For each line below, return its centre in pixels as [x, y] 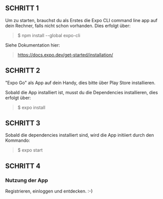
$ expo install [31, 107]
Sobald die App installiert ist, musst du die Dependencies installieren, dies [81, 92]
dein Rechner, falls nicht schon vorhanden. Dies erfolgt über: [68, 26]
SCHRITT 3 [23, 123]
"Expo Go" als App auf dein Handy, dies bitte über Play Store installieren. [80, 83]
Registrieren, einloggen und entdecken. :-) [49, 191]
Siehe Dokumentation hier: [33, 45]
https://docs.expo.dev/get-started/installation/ [65, 55]
